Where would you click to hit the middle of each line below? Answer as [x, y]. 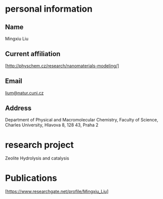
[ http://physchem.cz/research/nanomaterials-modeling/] [62, 66]
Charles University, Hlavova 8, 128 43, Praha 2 [52, 125]
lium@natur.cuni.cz [24, 93]
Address [18, 108]
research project [40, 145]
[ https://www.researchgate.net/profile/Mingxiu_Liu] [57, 192]
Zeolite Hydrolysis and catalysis [37, 158]
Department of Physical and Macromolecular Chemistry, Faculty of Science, [81, 120]
